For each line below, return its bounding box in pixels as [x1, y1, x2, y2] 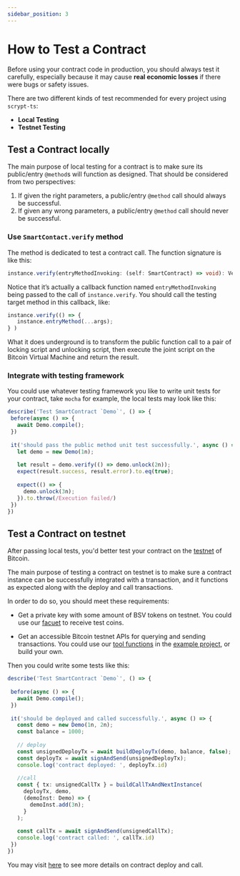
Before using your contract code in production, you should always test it [7, 65, 220, 74]
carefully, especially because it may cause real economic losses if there [7, 72, 221, 81]
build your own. [17, 648, 64, 656]
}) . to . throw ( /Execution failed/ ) [16, 494, 116, 502]
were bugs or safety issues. [7, 80, 89, 89]
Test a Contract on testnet [7, 528, 126, 540]
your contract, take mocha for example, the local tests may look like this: [7, 394, 216, 403]
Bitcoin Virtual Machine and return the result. [7, 353, 139, 361]
